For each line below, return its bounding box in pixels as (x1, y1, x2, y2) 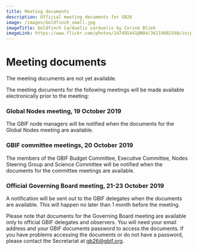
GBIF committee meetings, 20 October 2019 (6, 141, 134, 149)
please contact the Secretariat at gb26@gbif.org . (6, 237, 124, 244)
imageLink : (6, 30, 33, 36)
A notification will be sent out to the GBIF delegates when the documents (6, 194, 182, 202)
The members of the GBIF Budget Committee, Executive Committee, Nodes (6, 155, 188, 162)
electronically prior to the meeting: (6, 93, 90, 100)
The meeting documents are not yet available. (6, 75, 117, 82)
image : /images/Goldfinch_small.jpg (6, 19, 96, 25)
